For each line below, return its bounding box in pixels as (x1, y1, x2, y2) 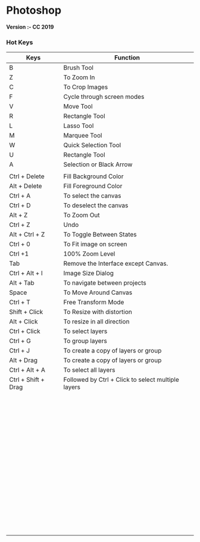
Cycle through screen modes (63, 93, 145, 101)
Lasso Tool (63, 122, 94, 130)
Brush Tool (63, 64, 94, 72)
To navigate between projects (63, 279, 147, 287)
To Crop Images (63, 83, 108, 91)
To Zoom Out (63, 211, 100, 219)
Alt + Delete (9, 182, 42, 191)
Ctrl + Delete (9, 172, 45, 180)
